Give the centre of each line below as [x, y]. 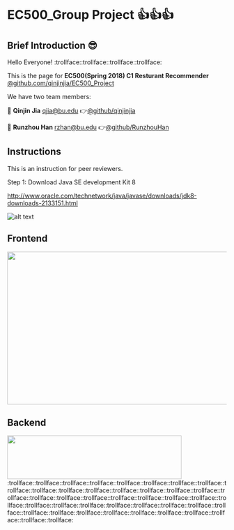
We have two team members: [49, 97]
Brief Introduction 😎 [52, 45]
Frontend [28, 238]
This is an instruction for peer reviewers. [65, 168]
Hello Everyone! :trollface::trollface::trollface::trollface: [85, 62]
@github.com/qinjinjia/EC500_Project [61, 83]
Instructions [34, 152]
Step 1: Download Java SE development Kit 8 [71, 182]
